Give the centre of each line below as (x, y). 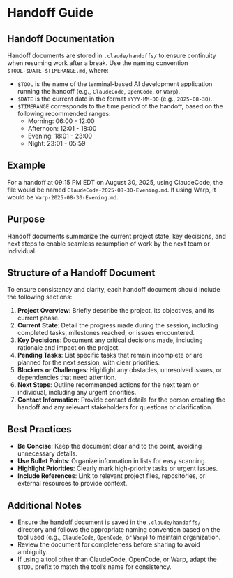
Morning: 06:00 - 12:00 (61, 121)
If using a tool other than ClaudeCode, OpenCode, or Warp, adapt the (117, 559)
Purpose (26, 219)
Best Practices (39, 429)
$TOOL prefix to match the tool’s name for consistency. (95, 567)
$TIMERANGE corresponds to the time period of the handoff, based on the (120, 106)
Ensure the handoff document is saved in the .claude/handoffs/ (109, 522)
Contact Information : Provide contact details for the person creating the (121, 400)
